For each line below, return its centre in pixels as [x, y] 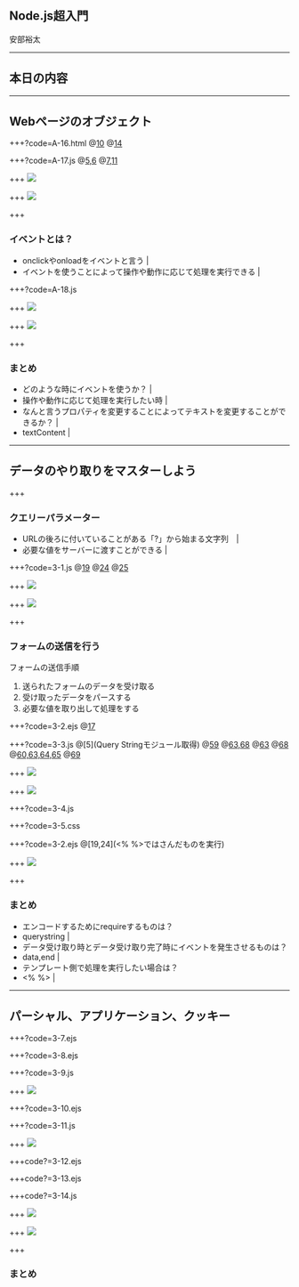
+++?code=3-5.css [45, 826]
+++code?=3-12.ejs [45, 1161]
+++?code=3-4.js [41, 809]
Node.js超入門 [49, 16]
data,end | [41, 957]
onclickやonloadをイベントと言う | [85, 260]
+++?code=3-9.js [41, 1072]
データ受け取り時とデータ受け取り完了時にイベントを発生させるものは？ [154, 947]
